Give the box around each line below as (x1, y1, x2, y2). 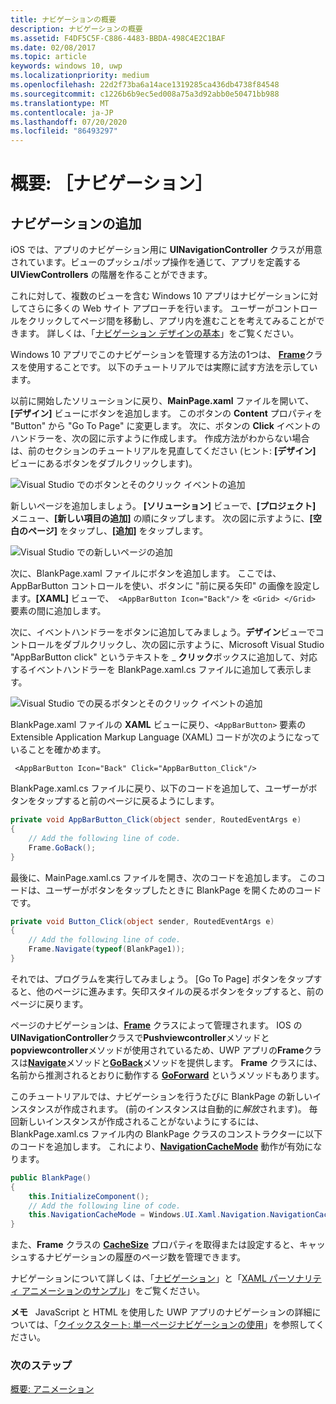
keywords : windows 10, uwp (10, 61, 123, 71)
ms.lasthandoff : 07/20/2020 (10, 117, 128, 127)
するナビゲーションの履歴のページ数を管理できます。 (27, 1251, 247, 1263)
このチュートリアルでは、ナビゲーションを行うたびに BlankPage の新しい (10, 1090, 313, 1102)
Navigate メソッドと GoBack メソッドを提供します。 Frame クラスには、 (28, 1056, 323, 1068)
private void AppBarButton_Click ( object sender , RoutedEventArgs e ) (10, 815, 302, 825)
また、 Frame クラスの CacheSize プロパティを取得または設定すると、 (10, 1239, 300, 1251)
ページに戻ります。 (10, 997, 89, 1010)
